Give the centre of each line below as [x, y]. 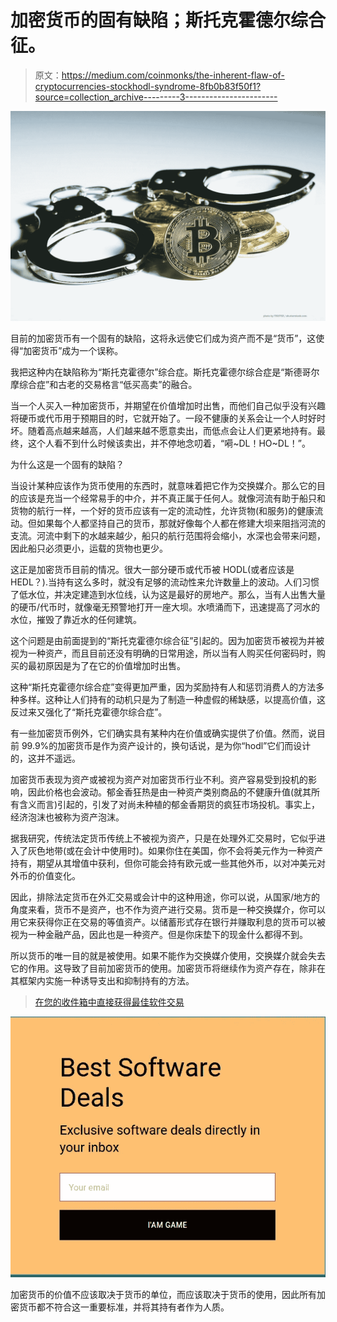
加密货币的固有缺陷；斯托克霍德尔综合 [168, 20]
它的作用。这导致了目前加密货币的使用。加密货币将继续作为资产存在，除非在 [168, 968]
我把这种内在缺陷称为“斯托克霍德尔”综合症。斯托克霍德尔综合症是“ [147, 372]
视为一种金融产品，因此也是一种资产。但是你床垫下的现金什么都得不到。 [159, 934]
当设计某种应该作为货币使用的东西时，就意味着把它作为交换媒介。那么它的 [163, 485]
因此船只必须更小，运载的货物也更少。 [89, 548]
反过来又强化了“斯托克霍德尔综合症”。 [89, 712]
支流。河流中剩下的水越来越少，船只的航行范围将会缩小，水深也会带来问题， [168, 535]
